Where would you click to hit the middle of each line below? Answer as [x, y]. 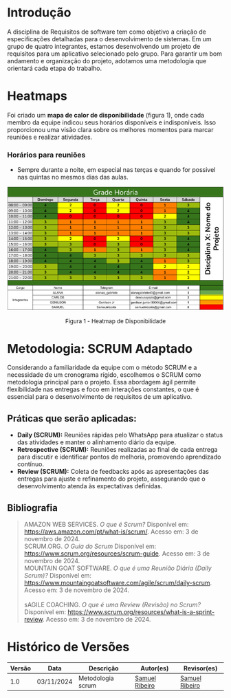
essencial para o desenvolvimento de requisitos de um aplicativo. [100, 397]
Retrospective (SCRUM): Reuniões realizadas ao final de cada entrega [117, 450]
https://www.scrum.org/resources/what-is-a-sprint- [141, 612]
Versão [21, 668]
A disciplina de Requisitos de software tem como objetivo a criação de [107, 32]
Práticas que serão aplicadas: [72, 418]
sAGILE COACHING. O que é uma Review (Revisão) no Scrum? [112, 605]
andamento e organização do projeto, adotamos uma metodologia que [107, 61]
